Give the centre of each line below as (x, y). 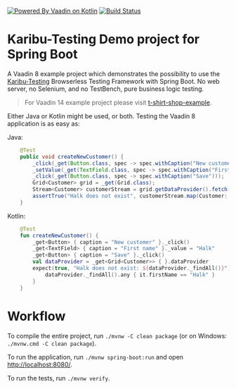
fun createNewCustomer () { (59, 235)
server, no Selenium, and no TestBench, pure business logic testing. (106, 89)
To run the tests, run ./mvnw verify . (59, 378)
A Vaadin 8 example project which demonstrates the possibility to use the (113, 73)
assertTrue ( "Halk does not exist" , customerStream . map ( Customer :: (132, 196)
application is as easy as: (44, 123)
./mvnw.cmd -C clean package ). (52, 343)
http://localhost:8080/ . (40, 364)
